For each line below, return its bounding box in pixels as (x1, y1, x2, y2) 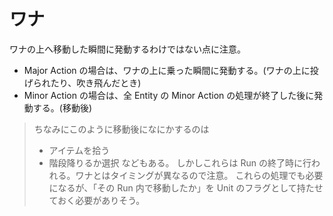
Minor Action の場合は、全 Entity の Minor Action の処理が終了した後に (23, 89, 315, 101)
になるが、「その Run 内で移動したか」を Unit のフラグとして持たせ (48, 181, 324, 194)
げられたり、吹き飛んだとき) (23, 76, 142, 89)
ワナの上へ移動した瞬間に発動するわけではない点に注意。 (9, 43, 246, 55)
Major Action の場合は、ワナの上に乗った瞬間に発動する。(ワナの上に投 (23, 64, 319, 76)
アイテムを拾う (48, 144, 111, 156)
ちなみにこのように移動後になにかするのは (33, 123, 210, 135)
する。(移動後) (32, 101, 93, 114)
